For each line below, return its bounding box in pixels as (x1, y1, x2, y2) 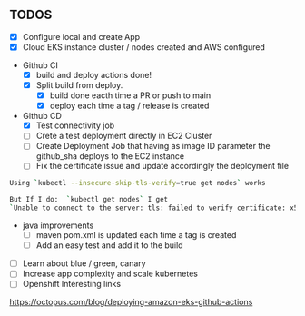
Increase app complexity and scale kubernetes (22, 268, 198, 280)
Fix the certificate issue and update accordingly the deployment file (35, 161, 289, 172)
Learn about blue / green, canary (22, 258, 147, 269)
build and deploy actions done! (35, 69, 152, 80)
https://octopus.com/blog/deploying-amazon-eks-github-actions (9, 297, 253, 308)
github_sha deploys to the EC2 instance (35, 151, 184, 162)
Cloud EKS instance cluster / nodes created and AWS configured (22, 41, 266, 53)
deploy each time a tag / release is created (49, 100, 210, 112)
